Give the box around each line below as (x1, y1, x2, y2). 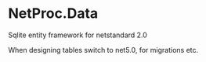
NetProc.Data (8, 5, 99, 22)
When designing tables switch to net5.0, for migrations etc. (8, 45, 199, 54)
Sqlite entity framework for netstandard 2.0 (8, 30, 147, 40)
